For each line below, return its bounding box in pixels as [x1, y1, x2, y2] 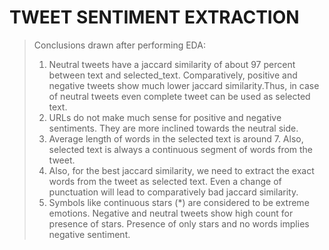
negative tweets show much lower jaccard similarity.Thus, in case [48, 79, 320, 91]
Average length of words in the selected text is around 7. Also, [48, 132, 304, 145]
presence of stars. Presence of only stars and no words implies [48, 217, 310, 230]
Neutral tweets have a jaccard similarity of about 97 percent [48, 58, 296, 70]
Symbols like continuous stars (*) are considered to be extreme [48, 196, 310, 208]
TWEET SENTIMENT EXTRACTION [9, 6, 300, 29]
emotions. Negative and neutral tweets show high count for [48, 207, 294, 219]
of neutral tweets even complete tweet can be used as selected [48, 90, 311, 102]
